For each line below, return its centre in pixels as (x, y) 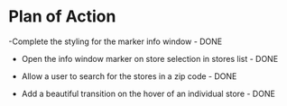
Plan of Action (62, 17)
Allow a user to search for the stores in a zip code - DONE (129, 76)
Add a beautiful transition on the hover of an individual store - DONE (148, 93)
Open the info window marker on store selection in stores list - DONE (150, 58)
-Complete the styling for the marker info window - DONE (116, 41)
